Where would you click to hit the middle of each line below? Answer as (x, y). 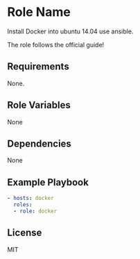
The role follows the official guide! (56, 44)
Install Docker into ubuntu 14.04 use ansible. (70, 31)
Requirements (38, 67)
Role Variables (39, 105)
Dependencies (39, 143)
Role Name (39, 12)
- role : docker (35, 211)
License (25, 233)
